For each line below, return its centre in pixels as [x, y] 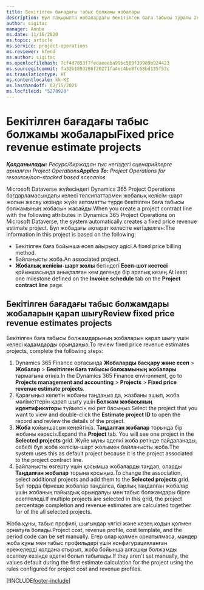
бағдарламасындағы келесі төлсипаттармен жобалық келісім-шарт [94, 195]
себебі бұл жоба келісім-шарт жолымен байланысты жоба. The [97, 447]
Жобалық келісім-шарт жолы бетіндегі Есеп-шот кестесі [91, 265]
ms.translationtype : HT [36, 74]
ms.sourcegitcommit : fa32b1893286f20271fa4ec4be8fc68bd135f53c [88, 69]
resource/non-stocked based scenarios [56, 177]
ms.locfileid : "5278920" [38, 91]
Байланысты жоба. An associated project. [67, 259]
